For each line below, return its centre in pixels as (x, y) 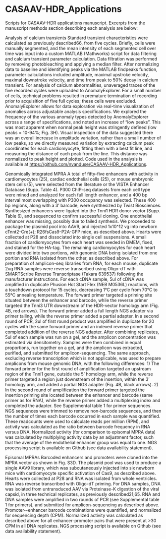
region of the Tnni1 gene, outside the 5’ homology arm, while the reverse (79, 374)
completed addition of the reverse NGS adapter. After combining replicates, (82, 332)
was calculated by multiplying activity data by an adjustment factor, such (80, 437)
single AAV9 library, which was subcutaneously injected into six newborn (80, 468)
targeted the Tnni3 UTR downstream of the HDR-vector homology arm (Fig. (82, 305)
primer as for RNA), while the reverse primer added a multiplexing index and (83, 400)
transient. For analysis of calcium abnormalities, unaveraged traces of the (80, 85)
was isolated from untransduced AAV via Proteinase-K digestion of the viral (82, 489)
